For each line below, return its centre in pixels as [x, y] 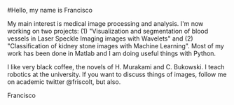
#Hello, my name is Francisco [50, 10]
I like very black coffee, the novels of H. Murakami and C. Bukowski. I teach [116, 67]
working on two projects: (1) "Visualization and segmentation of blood [108, 31]
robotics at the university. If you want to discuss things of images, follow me [117, 74]
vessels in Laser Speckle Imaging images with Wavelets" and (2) [101, 38]
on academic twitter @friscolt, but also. [64, 82]
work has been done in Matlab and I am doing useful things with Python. [111, 53]
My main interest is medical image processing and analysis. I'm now [105, 23]
